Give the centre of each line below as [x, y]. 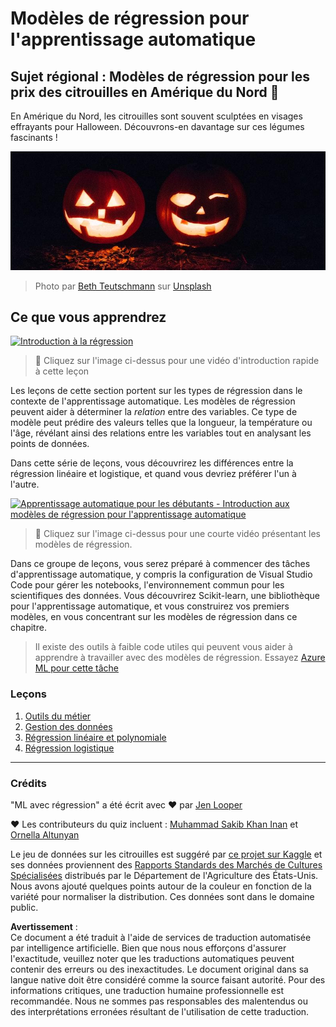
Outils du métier [58, 716]
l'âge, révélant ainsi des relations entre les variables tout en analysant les [161, 433]
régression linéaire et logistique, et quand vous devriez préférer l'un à [153, 474]
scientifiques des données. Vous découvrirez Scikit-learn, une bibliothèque [165, 596]
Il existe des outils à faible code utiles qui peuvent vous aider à [163, 647]
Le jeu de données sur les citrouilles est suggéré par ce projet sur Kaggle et [166, 854]
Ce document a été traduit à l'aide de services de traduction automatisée [161, 938]
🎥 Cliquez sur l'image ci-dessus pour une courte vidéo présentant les [177, 534]
